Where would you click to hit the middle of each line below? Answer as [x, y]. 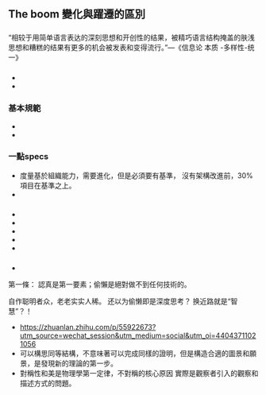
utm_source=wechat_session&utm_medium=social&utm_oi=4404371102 [138, 335]
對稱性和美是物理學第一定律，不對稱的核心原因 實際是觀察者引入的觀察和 [139, 373]
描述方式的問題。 [48, 383]
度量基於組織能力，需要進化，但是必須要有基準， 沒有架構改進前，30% [136, 175]
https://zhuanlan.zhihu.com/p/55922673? [88, 327]
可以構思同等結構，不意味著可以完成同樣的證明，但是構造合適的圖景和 [135, 353]
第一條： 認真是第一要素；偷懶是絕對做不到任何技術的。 [100, 284]
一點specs [29, 157]
